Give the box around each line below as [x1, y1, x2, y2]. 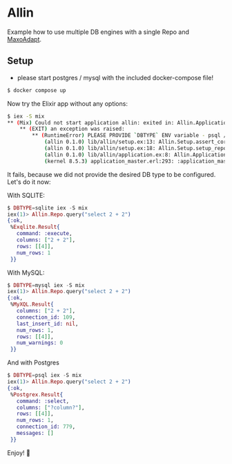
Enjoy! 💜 [7, 448, 31, 457]
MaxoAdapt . [7, 35, 42, 43]
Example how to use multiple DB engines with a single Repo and [7, 28, 190, 36]
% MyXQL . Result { [10, 301, 54, 308]
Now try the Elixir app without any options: [7, 99, 128, 108]
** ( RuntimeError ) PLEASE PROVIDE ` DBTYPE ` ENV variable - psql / [32, 132, 227, 139]
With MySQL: [7, 268, 45, 277]
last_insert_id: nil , [16, 320, 79, 327]
